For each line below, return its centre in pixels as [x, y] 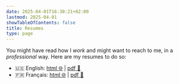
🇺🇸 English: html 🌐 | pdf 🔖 [48, 68]
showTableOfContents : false [41, 22]
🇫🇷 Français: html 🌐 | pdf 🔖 [49, 75]
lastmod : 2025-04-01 [32, 17]
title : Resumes [25, 28]
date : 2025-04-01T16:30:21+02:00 [48, 12]
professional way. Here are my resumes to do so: [66, 57]
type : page [20, 34]
